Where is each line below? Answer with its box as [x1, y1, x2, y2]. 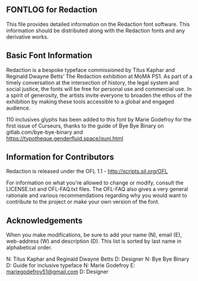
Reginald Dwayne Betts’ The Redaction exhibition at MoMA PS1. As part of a [6, 73, 193, 80]
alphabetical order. [6, 244, 52, 251]
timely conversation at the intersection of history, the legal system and [6, 79, 179, 86]
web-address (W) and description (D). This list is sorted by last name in [6, 238, 182, 245]
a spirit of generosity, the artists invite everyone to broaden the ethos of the [6, 92, 192, 99]
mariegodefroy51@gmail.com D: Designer [6, 268, 109, 276]
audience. [6, 104, 31, 111]
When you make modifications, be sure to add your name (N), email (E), [6, 232, 182, 239]
